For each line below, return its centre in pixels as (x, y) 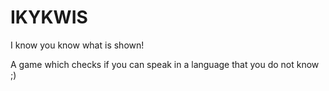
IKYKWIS (49, 17)
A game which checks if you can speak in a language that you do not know (165, 64)
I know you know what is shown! (77, 45)
